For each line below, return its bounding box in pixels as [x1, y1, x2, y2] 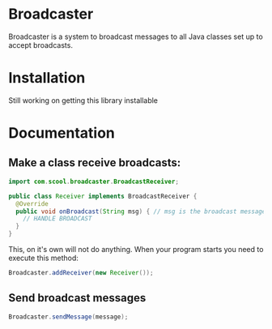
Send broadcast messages [8, 291, 147, 305]
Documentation [8, 124, 116, 143]
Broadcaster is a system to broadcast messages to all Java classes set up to [8, 32, 263, 41]
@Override [15, 199, 49, 207]
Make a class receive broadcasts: [8, 156, 181, 170]
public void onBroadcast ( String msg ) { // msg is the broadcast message [15, 207, 266, 216]
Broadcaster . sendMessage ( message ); [8, 313, 129, 321]
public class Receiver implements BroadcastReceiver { [8, 192, 198, 200]
